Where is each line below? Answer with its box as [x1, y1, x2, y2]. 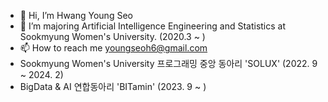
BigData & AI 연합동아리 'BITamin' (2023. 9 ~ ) [19, 81, 207, 92]
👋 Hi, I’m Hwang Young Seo [19, 10, 133, 21]
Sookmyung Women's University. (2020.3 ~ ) [19, 31, 206, 42]
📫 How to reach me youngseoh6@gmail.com [19, 42, 208, 54]
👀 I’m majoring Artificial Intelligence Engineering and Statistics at [19, 20, 287, 32]
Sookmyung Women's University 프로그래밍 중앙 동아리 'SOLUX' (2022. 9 [19, 58, 318, 69]
